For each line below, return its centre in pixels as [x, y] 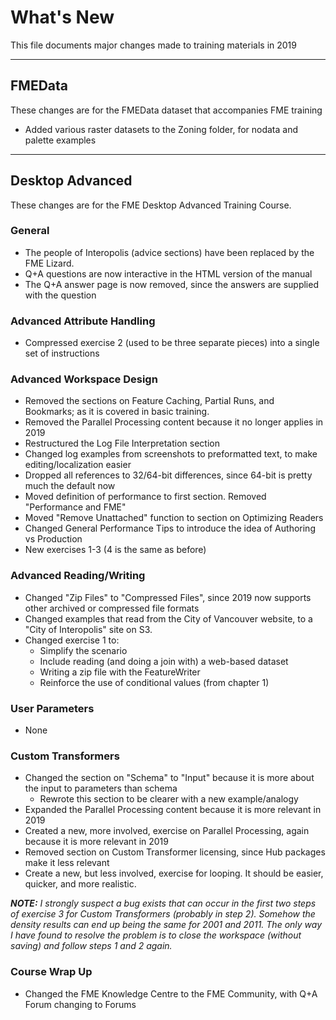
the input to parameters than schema [101, 788]
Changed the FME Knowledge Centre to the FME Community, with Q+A [171, 993]
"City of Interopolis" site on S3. [88, 629]
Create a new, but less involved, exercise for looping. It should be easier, [174, 873]
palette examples [60, 140]
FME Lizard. [49, 263]
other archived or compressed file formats [112, 608]
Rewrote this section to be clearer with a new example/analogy [169, 799]
